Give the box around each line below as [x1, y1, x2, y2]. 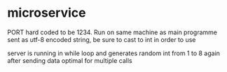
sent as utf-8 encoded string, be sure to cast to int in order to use [7, 35, 196, 43]
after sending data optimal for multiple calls [7, 56, 132, 64]
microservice [7, 5, 86, 21]
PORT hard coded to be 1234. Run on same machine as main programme [7, 28, 218, 36]
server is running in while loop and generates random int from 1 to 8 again [7, 49, 221, 57]
